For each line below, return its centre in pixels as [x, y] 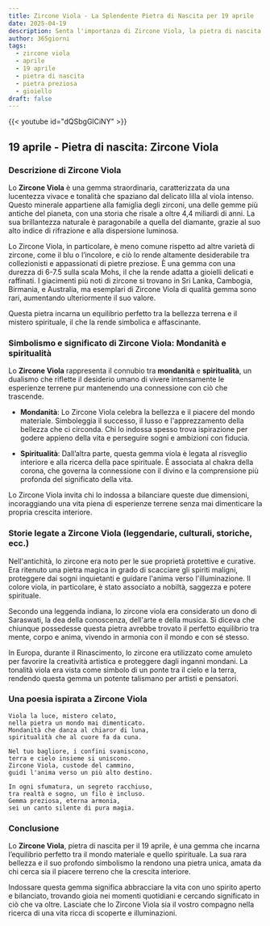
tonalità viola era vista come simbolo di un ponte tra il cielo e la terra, [123, 670]
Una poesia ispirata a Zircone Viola [78, 699]
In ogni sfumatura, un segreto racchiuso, [81, 786]
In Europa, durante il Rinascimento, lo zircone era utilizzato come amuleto [130, 653]
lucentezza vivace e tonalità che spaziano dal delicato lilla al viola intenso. [131, 196]
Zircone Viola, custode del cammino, [72, 765]
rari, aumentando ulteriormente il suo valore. [82, 298]
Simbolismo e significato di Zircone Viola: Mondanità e [118, 343]
